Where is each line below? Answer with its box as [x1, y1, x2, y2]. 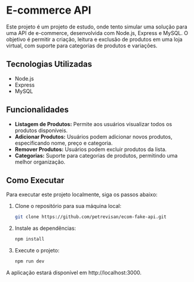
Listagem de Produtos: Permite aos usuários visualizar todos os [14, 120, 172, 127]
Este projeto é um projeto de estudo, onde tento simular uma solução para [6, 23, 188, 30]
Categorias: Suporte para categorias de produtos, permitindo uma [14, 152, 178, 159]
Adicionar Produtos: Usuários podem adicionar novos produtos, [14, 133, 173, 140]
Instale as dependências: [14, 225, 76, 232]
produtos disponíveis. [14, 127, 68, 134]
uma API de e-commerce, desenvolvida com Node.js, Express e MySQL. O [6, 29, 189, 36]
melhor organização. [14, 158, 66, 165]
